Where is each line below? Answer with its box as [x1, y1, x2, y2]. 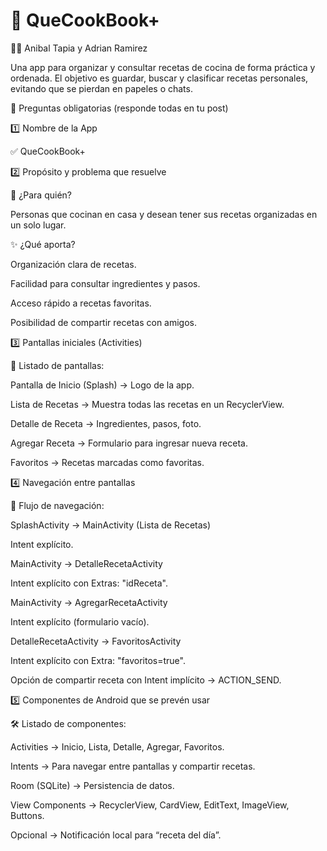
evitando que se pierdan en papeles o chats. [10, 82, 193, 94]
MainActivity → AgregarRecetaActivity [10, 596, 168, 608]
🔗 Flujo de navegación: [10, 499, 105, 511]
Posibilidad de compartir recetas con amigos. [10, 316, 198, 328]
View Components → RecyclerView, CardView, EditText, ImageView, [10, 799, 290, 811]
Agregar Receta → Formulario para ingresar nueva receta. [10, 437, 248, 449]
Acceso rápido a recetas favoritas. [10, 297, 152, 309]
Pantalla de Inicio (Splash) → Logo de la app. [10, 379, 195, 391]
